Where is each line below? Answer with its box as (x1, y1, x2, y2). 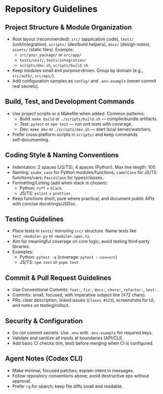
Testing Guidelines (5, 215, 64, 224)
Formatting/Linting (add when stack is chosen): (12, 180, 108, 186)
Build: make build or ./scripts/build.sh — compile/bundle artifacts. (19, 116, 158, 122)
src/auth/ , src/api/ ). (12, 73, 55, 78)
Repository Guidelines (5, 3, 98, 15)
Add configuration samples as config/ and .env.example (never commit (12, 78, 157, 84)
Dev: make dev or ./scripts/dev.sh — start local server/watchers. (19, 126, 152, 132)
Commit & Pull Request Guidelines (5, 273, 111, 282)
